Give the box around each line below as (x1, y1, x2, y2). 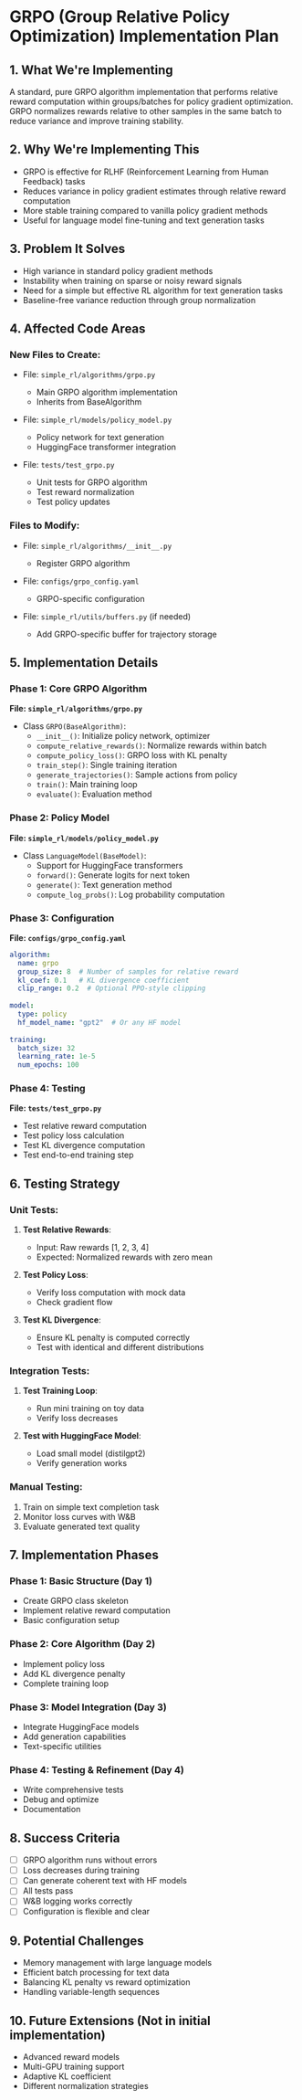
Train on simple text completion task (22, 1501, 160, 1513)
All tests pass (22, 1885, 74, 1896)
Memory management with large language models (22, 1958, 213, 1968)
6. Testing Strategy (9, 1176, 120, 1191)
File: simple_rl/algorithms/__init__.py (22, 540, 172, 551)
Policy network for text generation (36, 432, 165, 443)
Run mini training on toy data (36, 1403, 144, 1414)
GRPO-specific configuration (36, 593, 146, 604)
